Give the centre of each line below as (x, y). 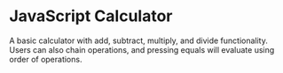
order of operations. (46, 59)
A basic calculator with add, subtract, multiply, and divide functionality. (139, 40)
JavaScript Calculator (91, 16)
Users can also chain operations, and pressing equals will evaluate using (142, 49)
